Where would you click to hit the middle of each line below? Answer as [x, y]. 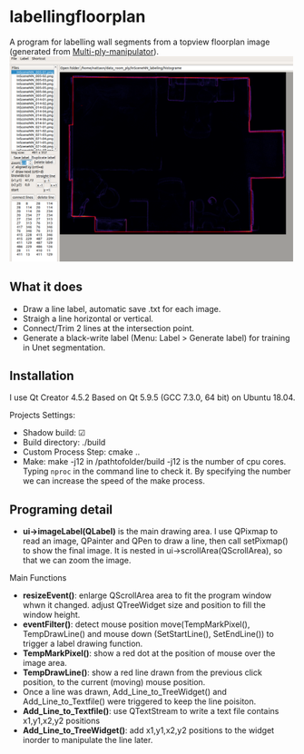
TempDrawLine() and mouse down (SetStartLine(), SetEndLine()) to [148, 634]
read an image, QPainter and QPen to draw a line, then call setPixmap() [155, 541]
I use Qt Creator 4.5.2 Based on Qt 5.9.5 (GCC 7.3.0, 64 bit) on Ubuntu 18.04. [152, 397]
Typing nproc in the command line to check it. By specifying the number [157, 471]
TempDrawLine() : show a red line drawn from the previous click [142, 672]
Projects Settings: [42, 416]
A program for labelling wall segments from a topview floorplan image [140, 42]
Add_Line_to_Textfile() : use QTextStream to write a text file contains [151, 711]
